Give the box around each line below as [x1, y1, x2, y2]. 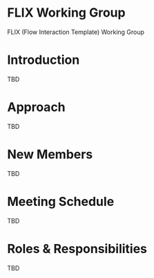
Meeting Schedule [7, 193, 115, 209]
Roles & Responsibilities [7, 241, 147, 257]
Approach [7, 99, 66, 115]
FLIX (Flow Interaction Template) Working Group [7, 28, 145, 36]
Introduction [7, 52, 80, 68]
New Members [7, 147, 93, 162]
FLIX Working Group [7, 5, 126, 21]
